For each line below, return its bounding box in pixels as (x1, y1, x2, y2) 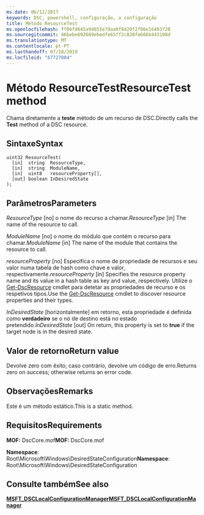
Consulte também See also (6, 479, 109, 490)
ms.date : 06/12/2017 (6, 9, 59, 15)
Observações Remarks (6, 386, 93, 397)
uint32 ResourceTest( (6, 154, 62, 161)
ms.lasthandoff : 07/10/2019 (6, 49, 78, 55)
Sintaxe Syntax (6, 138, 64, 149)
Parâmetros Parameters (6, 198, 97, 208)
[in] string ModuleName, (12, 165, 81, 171)
